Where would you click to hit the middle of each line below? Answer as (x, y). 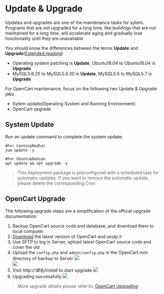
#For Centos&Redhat (25, 146)
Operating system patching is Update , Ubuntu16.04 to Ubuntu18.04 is (84, 63)
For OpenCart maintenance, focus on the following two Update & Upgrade (81, 88)
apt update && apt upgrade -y (37, 163)
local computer (28, 231)
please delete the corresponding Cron (56, 183)
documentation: (21, 216)
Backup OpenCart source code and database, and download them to (83, 226)
